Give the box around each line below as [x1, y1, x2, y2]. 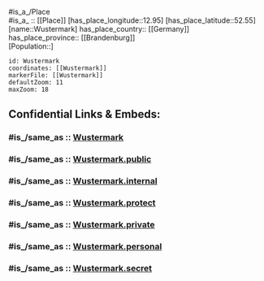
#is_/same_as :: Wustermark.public [8, 153, 152, 165]
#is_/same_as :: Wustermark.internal [8, 175, 158, 187]
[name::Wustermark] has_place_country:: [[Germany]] [8, 24, 189, 33]
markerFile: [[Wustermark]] [8, 71, 104, 80]
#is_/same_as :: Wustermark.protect [8, 197, 156, 209]
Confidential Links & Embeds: [8, 107, 161, 121]
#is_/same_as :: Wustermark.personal [8, 240, 162, 252]
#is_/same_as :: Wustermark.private [8, 219, 155, 230]
